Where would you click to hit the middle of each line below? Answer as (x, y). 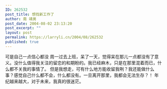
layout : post (19, 33)
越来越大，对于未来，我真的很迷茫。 (46, 81)
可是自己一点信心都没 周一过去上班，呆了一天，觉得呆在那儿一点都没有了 (80, 56)
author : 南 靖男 (21, 19)
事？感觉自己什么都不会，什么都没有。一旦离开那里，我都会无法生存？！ (79, 75)
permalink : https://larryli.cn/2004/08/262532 (54, 38)
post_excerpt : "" (23, 28)
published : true (22, 42)
